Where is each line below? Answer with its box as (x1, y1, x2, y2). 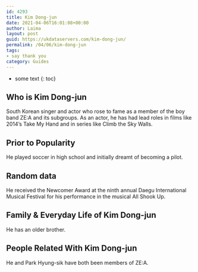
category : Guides (6, 58, 49, 64)
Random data (6, 171, 56, 181)
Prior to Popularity (6, 137, 76, 148)
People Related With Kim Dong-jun (6, 243, 137, 254)
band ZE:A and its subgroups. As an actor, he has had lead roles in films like (6, 114, 192, 121)
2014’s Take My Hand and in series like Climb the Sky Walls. (6, 120, 153, 128)
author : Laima (6, 25, 42, 32)
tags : (6, 48, 20, 54)
